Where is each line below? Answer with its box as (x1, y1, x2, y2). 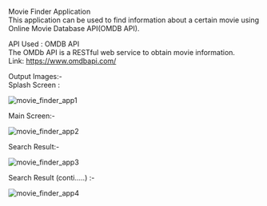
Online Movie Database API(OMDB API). (8, 24, 140, 33)
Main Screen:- (8, 111, 56, 121)
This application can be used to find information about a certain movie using (8, 15, 260, 25)
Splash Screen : (8, 80, 60, 89)
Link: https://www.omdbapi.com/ (8, 56, 117, 65)
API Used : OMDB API (8, 39, 80, 49)
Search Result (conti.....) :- (8, 173, 95, 182)
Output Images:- (8, 72, 62, 81)
